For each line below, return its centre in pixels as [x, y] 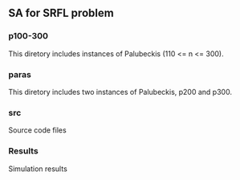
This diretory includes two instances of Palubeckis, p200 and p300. [120, 92]
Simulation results [38, 169]
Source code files [37, 130]
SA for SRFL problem [61, 13]
